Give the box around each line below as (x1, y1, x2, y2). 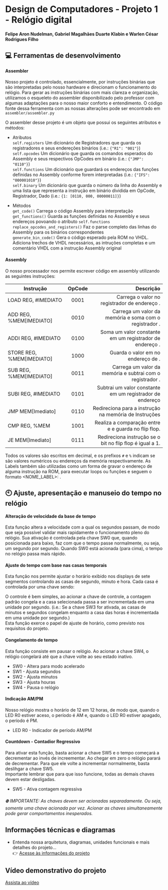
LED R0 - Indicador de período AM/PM (12, 727, 92, 733)
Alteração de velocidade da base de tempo (5, 513, 96, 519)
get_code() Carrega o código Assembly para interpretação (12, 208, 133, 214)
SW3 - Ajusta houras (12, 679, 56, 685)
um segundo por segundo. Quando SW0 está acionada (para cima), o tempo (5, 545, 163, 551)
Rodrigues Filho (5, 36, 39, 42)
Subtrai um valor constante (96, 384, 160, 391)
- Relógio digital (5, 14, 72, 25)
